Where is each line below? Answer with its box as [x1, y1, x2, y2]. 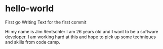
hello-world [5, 3, 54, 14]
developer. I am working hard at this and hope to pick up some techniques [5, 34, 156, 40]
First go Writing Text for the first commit [5, 19, 86, 25]
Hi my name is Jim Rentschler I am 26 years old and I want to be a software [5, 28, 159, 34]
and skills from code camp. [5, 39, 60, 45]
